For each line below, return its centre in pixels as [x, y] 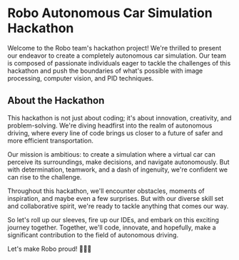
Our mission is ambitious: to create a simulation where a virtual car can [111, 154]
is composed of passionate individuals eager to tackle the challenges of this [119, 63]
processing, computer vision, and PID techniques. [81, 78]
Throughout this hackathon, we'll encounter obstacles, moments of [106, 191]
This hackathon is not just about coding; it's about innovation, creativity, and [119, 118]
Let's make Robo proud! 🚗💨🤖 [50, 249]
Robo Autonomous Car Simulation [110, 13]
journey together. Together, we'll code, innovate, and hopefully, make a [112, 227]
